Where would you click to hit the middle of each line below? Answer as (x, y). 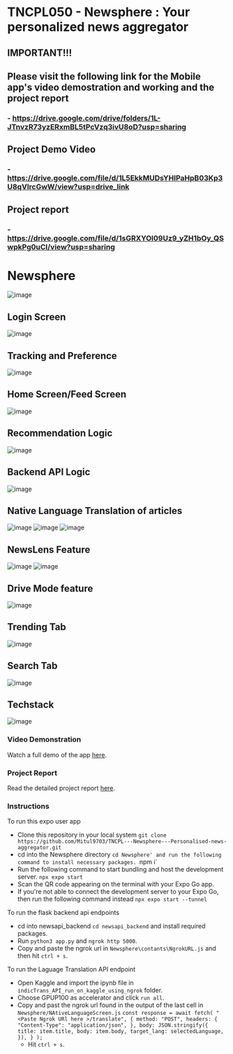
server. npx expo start (50, 877)
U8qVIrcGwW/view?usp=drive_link (68, 187)
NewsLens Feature (49, 549)
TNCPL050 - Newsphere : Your (99, 12)
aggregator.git (39, 848)
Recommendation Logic (60, 433)
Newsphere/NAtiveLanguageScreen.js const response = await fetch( (115, 1013)
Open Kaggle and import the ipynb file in (75, 983)
